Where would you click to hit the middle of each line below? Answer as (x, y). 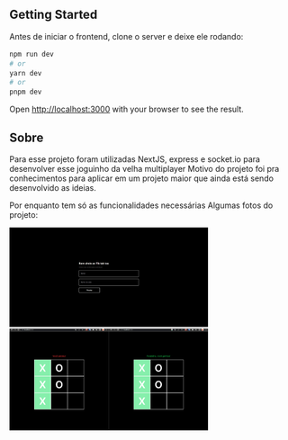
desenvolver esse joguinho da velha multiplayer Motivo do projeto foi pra (144, 169)
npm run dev (31, 54)
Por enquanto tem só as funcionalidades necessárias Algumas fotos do (141, 205)
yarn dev (26, 73)
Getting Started (54, 15)
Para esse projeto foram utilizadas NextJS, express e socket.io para (135, 159)
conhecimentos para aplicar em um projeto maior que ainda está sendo (142, 178)
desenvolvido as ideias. (53, 188)
